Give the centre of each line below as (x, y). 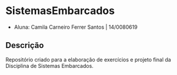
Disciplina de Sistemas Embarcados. (49, 66)
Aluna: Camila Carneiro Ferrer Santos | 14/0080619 (76, 27)
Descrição (25, 45)
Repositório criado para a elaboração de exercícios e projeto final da (88, 59)
